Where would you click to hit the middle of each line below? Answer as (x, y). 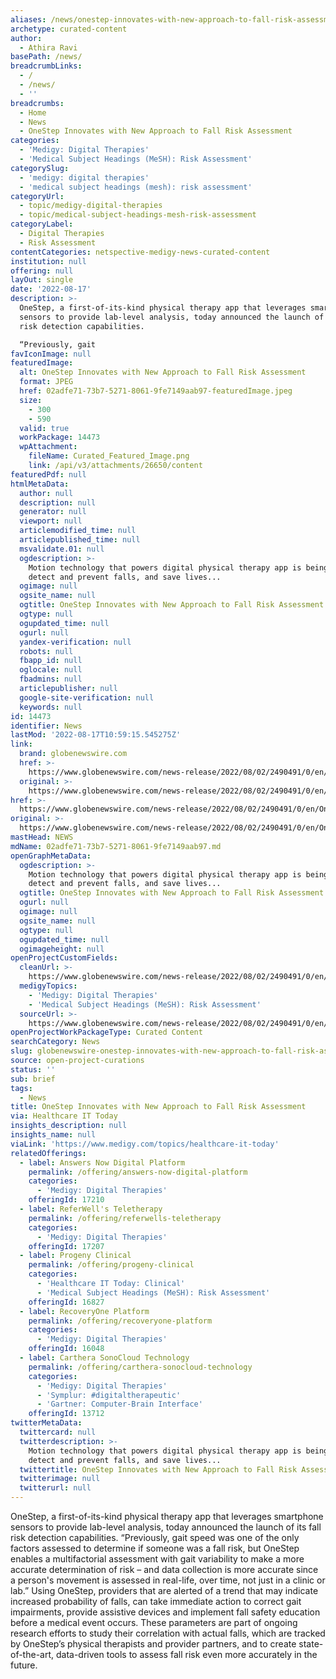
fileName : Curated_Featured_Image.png (109, 456)
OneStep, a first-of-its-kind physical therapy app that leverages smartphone (167, 1516)
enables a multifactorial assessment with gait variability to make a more (157, 1559)
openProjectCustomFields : (64, 958)
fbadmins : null (51, 679)
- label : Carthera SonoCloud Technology (104, 1358)
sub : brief (33, 1079)
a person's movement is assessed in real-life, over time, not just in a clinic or (168, 1580)
